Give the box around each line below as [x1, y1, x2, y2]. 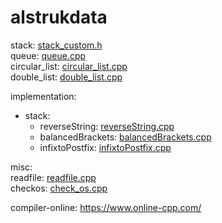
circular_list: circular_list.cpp [10, 60, 128, 72]
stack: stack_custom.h [10, 39, 103, 51]
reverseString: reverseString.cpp [39, 120, 175, 132]
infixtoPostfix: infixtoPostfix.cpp [39, 141, 172, 153]
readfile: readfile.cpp [10, 171, 97, 183]
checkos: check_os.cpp [10, 182, 108, 194]
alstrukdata [10, 6, 108, 29]
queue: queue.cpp [10, 49, 87, 61]
